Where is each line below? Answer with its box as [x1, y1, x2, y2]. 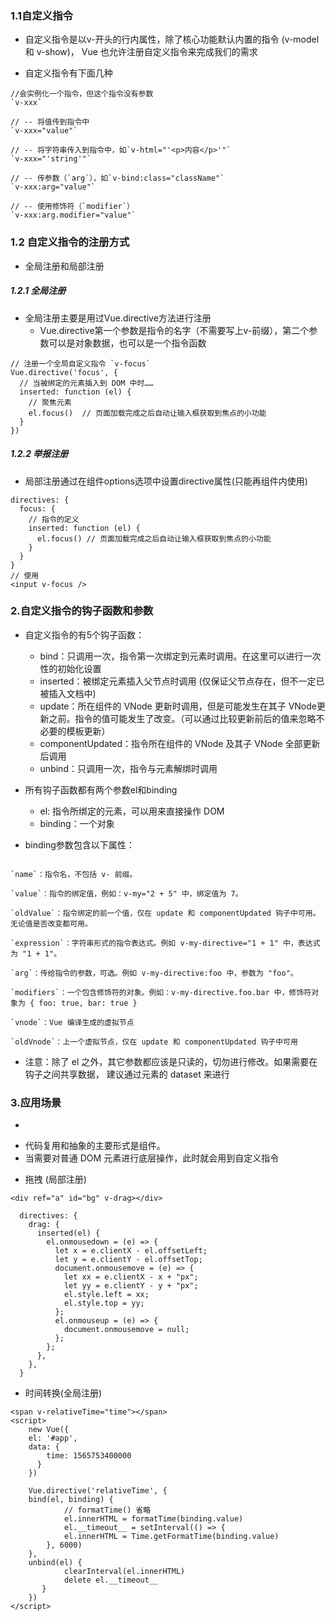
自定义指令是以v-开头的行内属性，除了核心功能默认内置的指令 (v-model [24, 33, 320, 46]
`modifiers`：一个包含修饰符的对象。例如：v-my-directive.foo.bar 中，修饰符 [10, 987, 312, 997]
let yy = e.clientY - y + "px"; [63, 1281, 199, 1291]
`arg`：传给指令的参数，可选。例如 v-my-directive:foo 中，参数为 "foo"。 [10, 968, 298, 978]
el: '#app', [28, 1433, 78, 1444]
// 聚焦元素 [28, 397, 72, 407]
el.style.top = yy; [63, 1298, 145, 1309]
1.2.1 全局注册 [10, 285, 67, 297]
